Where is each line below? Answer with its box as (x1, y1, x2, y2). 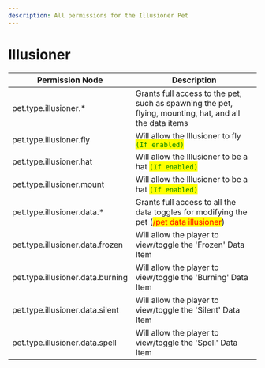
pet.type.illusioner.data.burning (12, 271, 129, 283)
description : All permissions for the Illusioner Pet (8, 11, 189, 20)
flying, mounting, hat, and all (135, 108, 241, 119)
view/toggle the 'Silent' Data (135, 304, 241, 315)
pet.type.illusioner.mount (12, 179, 105, 190)
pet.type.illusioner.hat (12, 156, 93, 167)
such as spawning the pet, (135, 97, 233, 108)
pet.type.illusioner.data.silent (12, 304, 120, 315)
